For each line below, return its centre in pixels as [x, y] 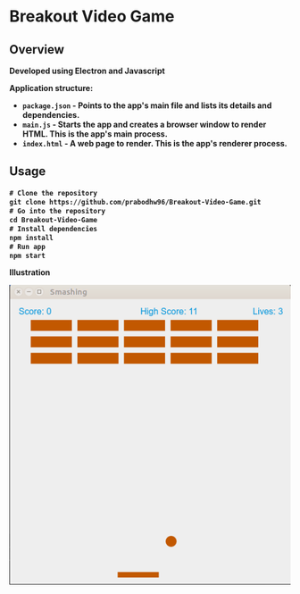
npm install [31, 238]
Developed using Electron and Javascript [87, 71]
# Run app [28, 247]
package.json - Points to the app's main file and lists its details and [147, 105]
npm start [28, 255]
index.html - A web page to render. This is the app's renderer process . [154, 143]
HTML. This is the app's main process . [95, 134]
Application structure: [51, 88]
